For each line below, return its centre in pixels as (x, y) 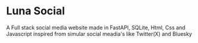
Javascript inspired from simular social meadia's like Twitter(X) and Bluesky (99, 33)
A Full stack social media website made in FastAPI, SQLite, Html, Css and (96, 27)
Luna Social (35, 11)
